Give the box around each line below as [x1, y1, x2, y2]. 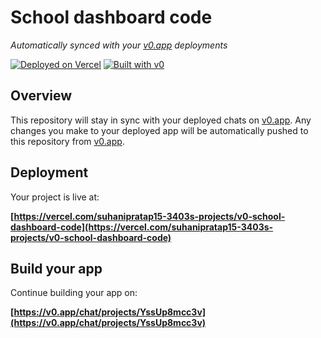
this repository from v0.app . [10, 135, 125, 147]
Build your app [10, 260, 103, 277]
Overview [10, 87, 73, 105]
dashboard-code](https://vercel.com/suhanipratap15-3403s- [10, 221, 274, 233]
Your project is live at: [10, 191, 100, 203]
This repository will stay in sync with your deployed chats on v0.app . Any [10, 114, 312, 126]
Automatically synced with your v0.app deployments [10, 39, 228, 51]
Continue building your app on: [10, 287, 138, 299]
